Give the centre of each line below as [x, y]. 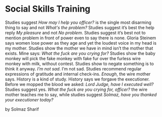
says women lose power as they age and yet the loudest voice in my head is [81, 43]
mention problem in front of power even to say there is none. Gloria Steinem [81, 38]
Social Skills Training [48, 9]
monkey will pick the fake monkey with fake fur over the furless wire [73, 58]
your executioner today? [29, 100]
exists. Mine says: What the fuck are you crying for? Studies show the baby [80, 53]
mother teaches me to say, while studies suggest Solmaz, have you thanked [81, 94]
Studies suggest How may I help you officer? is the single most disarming [78, 22]
